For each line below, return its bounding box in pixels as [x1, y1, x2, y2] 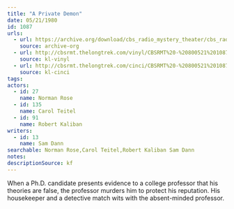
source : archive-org [19, 43, 79, 50]
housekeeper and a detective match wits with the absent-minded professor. [7, 194, 225, 202]
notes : [7, 153, 26, 161]
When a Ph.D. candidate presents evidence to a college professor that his [7, 179, 218, 187]
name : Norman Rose [19, 95, 73, 102]
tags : [7, 75, 23, 82]
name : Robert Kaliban [19, 120, 82, 128]
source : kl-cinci [19, 69, 70, 75]
